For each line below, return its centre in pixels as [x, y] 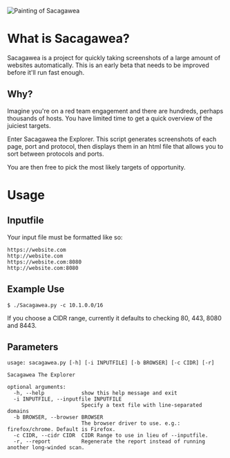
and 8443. [22, 325]
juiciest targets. [29, 125]
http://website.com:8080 [43, 268]
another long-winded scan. [46, 448]
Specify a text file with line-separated [142, 405]
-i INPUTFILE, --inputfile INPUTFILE [68, 399]
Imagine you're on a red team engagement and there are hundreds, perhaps [115, 111]
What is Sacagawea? [68, 39]
